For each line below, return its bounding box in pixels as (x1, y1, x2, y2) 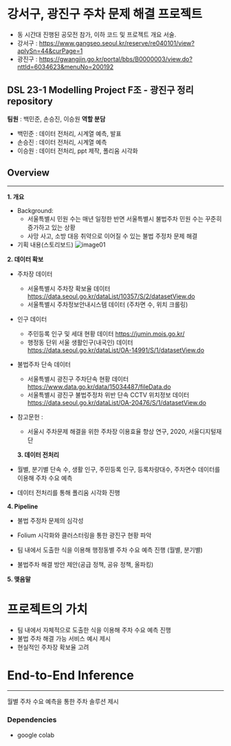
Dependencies (7, 715, 57, 725)
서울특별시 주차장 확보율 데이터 (27, 284, 111, 293)
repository (7, 96, 54, 107)
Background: (16, 206, 54, 214)
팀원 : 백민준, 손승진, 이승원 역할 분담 (7, 114, 106, 123)
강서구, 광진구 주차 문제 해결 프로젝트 (7, 6, 203, 22)
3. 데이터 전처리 (16, 450, 60, 459)
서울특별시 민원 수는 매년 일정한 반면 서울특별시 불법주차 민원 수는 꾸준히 (27, 214, 222, 222)
